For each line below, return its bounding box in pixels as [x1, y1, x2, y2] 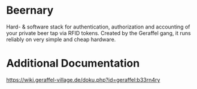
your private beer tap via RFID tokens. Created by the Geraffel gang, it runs [6, 29, 191, 36]
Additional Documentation [6, 57, 140, 70]
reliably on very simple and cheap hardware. [6, 36, 116, 43]
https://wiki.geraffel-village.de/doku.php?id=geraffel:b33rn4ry [6, 76, 160, 83]
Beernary [6, 4, 54, 17]
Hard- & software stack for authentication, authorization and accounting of [6, 23, 190, 30]
